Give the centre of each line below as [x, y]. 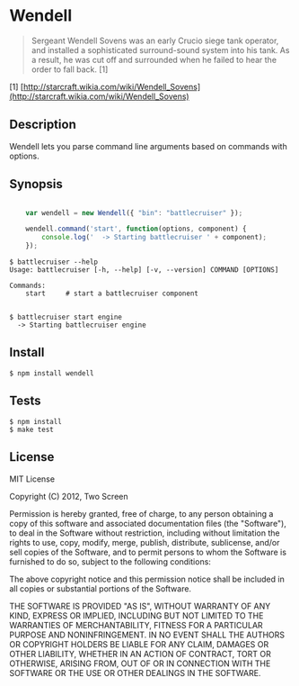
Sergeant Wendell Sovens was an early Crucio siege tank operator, [155, 41]
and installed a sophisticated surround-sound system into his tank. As [160, 50]
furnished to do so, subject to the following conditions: [110, 561]
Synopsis [36, 184]
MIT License [32, 479]
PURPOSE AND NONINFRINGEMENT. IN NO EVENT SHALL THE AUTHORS [147, 635]
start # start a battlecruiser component [112, 293]
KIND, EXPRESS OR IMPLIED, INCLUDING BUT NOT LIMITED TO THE [136, 615]
